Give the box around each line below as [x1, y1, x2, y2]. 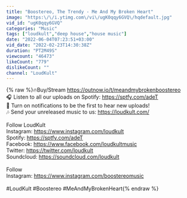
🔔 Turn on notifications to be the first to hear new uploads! [6, 102, 150, 109]
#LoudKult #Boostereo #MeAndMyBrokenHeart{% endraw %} [6, 185, 159, 192]
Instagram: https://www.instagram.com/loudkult [6, 128, 124, 135]
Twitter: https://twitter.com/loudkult [6, 147, 94, 154]
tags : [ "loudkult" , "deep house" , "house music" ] [6, 31, 127, 37]
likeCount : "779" [6, 59, 50, 65]
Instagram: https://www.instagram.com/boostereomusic [6, 172, 145, 179]
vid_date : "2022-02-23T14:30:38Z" [6, 42, 93, 48]
